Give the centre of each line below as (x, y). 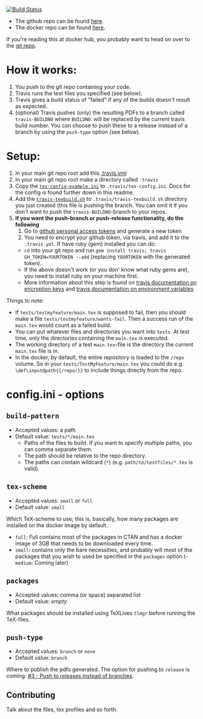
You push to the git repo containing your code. (73, 87)
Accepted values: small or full (54, 501)
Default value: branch (41, 658)
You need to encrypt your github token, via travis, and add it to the (106, 237)
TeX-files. (18, 619)
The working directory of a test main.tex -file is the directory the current (104, 344)
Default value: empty (41, 601)
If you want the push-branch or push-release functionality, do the (99, 218)
